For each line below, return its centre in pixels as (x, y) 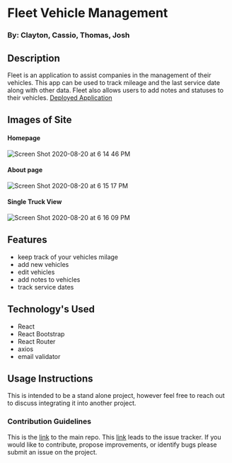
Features (27, 240)
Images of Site (40, 120)
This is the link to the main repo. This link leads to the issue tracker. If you (114, 437)
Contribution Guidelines (50, 421)
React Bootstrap (41, 333)
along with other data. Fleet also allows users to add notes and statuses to (116, 90)
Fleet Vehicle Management (88, 13)
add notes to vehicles (49, 279)
